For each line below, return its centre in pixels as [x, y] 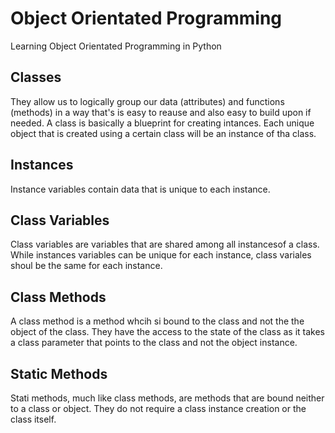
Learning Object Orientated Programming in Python [116, 46]
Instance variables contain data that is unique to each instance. [140, 189]
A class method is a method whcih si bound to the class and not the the [157, 321]
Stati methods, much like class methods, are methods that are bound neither [167, 398]
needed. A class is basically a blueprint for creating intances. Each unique [162, 123]
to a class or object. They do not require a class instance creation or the [158, 408]
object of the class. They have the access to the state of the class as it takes [167, 332]
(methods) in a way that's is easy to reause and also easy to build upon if [161, 112]
